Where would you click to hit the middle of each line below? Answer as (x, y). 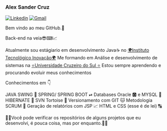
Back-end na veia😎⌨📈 (31, 38)
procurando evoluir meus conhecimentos (48, 73)
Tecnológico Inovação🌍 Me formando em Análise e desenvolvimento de (81, 58)
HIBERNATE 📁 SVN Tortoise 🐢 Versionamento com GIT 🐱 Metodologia (79, 101)
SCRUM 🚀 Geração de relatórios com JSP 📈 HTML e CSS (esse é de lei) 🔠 (83, 106)
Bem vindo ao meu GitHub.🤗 (35, 28)
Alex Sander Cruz (27, 7)
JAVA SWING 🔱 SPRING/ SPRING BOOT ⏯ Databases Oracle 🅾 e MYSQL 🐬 (83, 94)
